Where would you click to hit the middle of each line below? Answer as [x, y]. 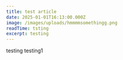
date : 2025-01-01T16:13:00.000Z [46, 17]
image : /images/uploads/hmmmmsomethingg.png [62, 23]
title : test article [32, 12]
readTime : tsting [27, 28]
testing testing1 [25, 50]
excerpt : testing [27, 34]
